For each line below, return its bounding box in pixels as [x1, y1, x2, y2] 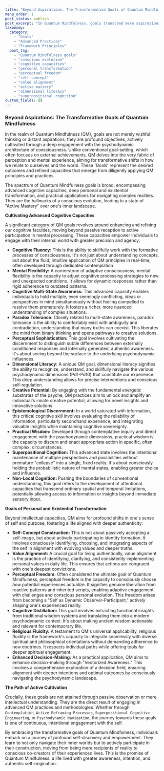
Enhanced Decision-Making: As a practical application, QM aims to [12, 654, 149, 660]
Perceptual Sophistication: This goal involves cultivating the [12, 335, 135, 341]
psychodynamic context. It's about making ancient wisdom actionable [12, 618, 153, 624]
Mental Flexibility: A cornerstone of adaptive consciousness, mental [12, 268, 151, 274]
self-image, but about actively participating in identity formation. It [12, 535, 145, 541]
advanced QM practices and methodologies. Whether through [5, 705, 130, 710]
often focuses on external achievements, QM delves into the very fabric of [5, 152, 155, 158]
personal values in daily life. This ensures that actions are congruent [12, 561, 150, 567]
